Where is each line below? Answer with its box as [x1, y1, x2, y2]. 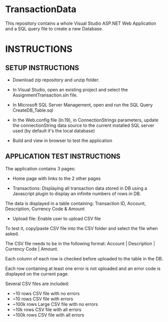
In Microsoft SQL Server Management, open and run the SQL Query [12, 102, 153, 108]
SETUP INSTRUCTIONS [5, 63, 79, 72]
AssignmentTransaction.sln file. [12, 92, 78, 98]
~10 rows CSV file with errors [12, 296, 73, 302]
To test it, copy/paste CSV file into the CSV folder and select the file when [5, 225, 158, 231]
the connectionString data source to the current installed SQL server [12, 122, 154, 128]
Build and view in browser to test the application [12, 137, 112, 144]
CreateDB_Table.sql [12, 107, 54, 113]
